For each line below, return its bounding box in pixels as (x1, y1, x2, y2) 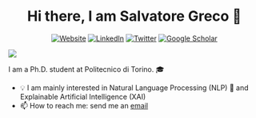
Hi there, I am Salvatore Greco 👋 (26, 7, 242, 26)
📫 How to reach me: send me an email (19, 100, 149, 110)
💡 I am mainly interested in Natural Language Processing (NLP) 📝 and (19, 83, 249, 92)
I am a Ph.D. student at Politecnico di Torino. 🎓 (8, 64, 165, 74)
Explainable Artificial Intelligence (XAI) (19, 92, 146, 101)
